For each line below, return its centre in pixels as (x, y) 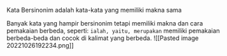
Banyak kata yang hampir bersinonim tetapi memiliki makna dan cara (105, 23)
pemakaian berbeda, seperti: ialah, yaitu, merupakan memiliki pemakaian (113, 31)
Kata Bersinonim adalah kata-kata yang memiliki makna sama (94, 10)
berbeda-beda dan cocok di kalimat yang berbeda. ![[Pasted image (103, 38)
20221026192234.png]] (40, 45)
